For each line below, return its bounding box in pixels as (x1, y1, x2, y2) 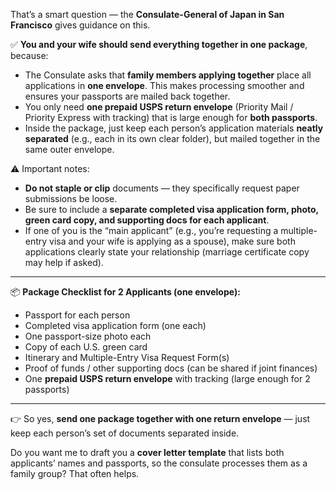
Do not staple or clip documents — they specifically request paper (24, 182, 300, 194)
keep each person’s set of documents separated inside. (10, 427, 240, 439)
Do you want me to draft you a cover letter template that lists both (10, 447, 285, 458)
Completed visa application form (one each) (24, 320, 207, 331)
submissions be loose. (24, 193, 118, 204)
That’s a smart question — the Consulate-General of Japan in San (10, 9, 285, 20)
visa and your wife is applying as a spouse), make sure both (49, 235, 296, 247)
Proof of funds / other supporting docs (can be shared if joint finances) (24, 362, 318, 374)
